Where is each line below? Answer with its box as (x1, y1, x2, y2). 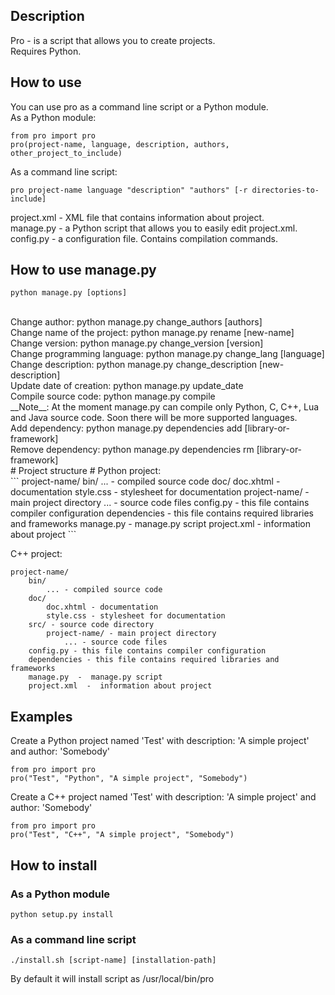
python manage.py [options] (10, 288, 128, 298)
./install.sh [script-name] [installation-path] (10, 955, 217, 966)
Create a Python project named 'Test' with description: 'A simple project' (10, 735, 310, 747)
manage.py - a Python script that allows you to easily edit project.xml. (10, 222, 298, 234)
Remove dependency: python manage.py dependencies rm (10, 444, 255, 456)
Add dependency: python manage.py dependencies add (10, 422, 243, 434)
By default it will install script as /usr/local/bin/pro (10, 973, 215, 985)
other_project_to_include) (10, 148, 123, 158)
